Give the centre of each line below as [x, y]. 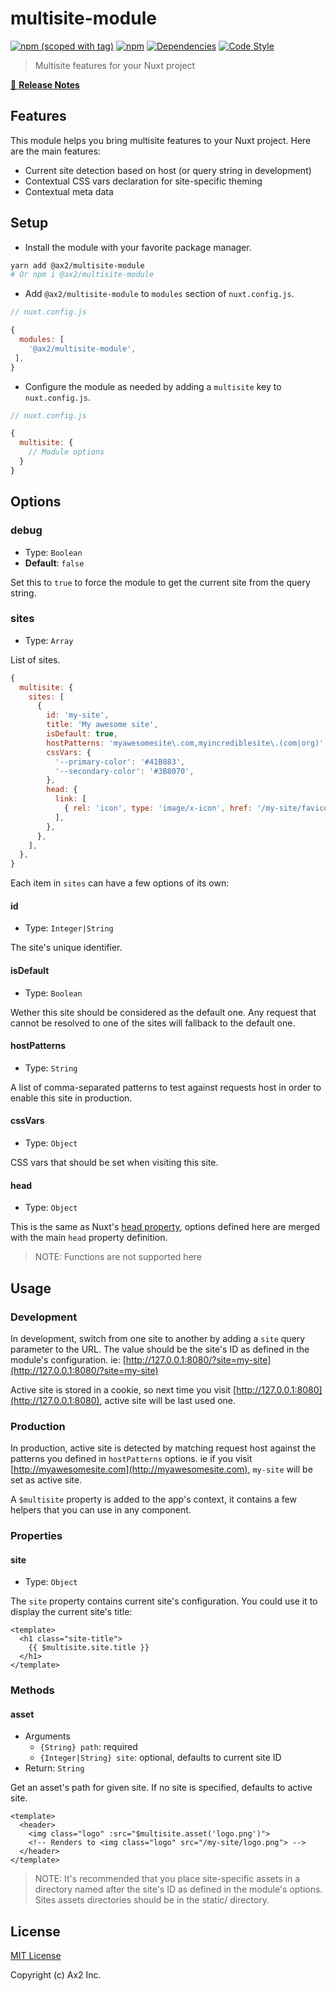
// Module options [66, 452]
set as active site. [46, 1480]
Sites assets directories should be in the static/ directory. [152, 1900]
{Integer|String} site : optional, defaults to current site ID [160, 1758]
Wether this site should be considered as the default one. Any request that [163, 1012]
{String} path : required [88, 1747]
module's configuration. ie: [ [68, 1359]
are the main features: [56, 151]
